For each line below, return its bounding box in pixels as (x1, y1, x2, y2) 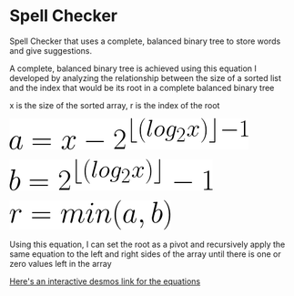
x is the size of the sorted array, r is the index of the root (9, 99, 220, 110)
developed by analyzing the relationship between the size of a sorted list (9, 72, 282, 83)
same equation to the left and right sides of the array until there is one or (9, 248, 281, 260)
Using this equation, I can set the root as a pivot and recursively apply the (9, 239, 286, 250)
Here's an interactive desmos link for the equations (9, 275, 201, 287)
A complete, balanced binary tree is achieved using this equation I (9, 63, 258, 74)
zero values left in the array (9, 258, 112, 269)
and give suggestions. (9, 45, 93, 56)
